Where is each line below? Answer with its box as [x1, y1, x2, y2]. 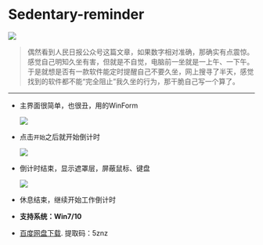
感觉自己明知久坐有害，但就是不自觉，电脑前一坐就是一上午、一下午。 [27, 57, 254, 66]
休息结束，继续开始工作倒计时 [19, 195, 116, 204]
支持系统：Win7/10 [19, 211, 82, 221]
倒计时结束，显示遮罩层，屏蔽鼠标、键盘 [19, 163, 150, 173]
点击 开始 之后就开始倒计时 [19, 132, 100, 141]
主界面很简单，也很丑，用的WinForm [19, 101, 139, 110]
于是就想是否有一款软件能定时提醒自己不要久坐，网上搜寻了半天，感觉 [27, 67, 254, 76]
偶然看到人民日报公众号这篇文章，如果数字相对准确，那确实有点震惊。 [27, 47, 254, 57]
